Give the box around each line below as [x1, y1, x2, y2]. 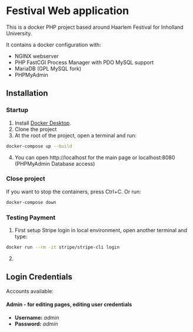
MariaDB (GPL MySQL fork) [14, 65, 82, 72]
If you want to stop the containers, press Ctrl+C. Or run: [6, 188, 141, 195]
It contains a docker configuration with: [6, 41, 101, 48]
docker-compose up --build [6, 143, 72, 149]
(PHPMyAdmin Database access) [14, 160, 95, 167]
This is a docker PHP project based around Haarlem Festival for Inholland [6, 24, 184, 31]
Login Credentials [6, 272, 72, 282]
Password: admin [14, 320, 58, 327]
